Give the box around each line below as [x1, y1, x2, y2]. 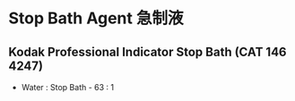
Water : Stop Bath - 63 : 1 [21, 82, 114, 92]
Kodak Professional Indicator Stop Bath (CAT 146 [8, 44, 288, 59]
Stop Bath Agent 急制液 [8, 8, 184, 29]
